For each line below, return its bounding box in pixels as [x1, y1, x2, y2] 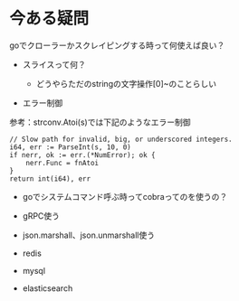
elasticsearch [22, 282, 73, 294]
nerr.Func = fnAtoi [25, 158, 100, 167]
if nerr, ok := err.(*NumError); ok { [9, 150, 156, 159]
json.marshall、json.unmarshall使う [22, 230, 156, 240]
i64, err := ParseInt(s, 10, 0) [9, 142, 131, 152]
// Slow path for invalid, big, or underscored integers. [9, 135, 233, 144]
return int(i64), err [9, 174, 91, 183]
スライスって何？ [22, 59, 86, 70]
